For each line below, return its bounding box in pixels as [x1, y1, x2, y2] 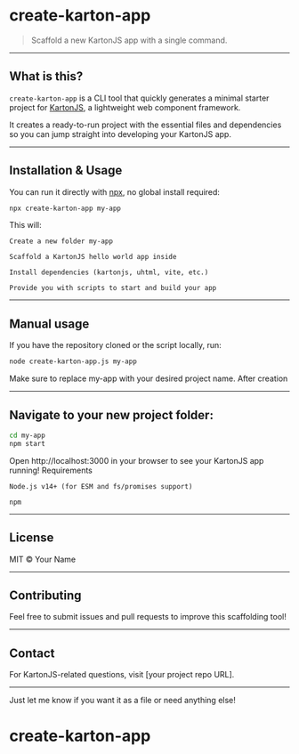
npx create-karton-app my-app [9, 204, 122, 213]
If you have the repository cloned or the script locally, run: [9, 340, 222, 351]
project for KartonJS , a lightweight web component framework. [9, 101, 241, 112]
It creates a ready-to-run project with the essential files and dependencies [9, 119, 282, 130]
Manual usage [9, 316, 90, 331]
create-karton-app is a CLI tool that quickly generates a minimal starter [9, 93, 270, 103]
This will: [9, 220, 42, 231]
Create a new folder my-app [9, 237, 114, 246]
